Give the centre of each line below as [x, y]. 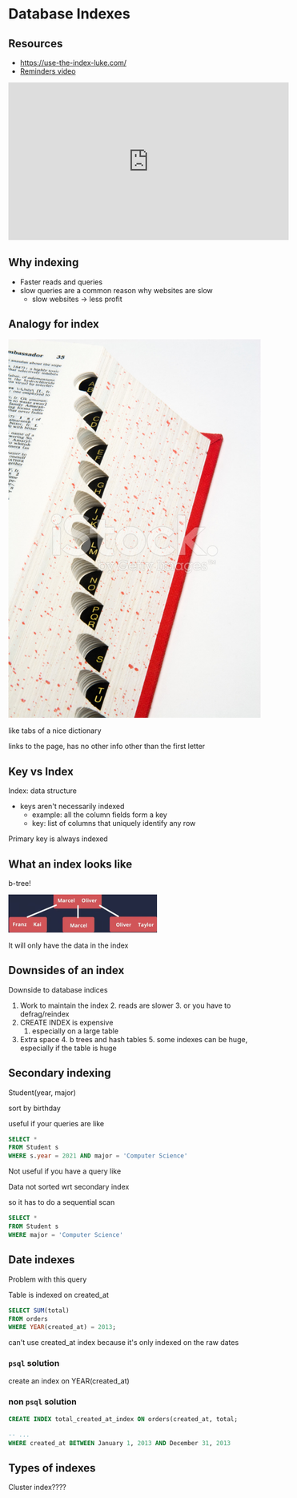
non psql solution [43, 1401]
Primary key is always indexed [58, 839]
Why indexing [44, 262]
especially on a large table [75, 1031]
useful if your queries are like [56, 1123]
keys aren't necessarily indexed [72, 807]
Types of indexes [52, 1468]
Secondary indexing [60, 1073]
